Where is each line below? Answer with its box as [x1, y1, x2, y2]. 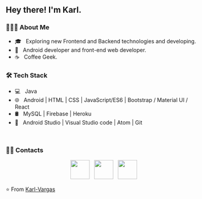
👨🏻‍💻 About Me [6, 23, 50, 32]
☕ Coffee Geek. [14, 53, 58, 60]
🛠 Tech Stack [6, 71, 48, 79]
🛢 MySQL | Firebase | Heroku [14, 110, 92, 117]
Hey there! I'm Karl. [6, 5, 82, 15]
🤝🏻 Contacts [6, 146, 43, 154]
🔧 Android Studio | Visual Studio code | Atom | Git [14, 118, 143, 126]
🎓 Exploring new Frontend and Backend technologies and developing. [14, 37, 196, 45]
